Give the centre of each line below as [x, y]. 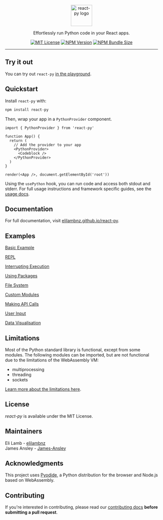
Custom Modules [22, 295]
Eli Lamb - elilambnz [25, 443]
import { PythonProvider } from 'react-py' [50, 128]
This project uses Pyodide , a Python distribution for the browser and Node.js [81, 475]
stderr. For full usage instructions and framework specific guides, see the [78, 189]
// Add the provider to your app [48, 145]
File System [17, 285]
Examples [20, 236]
